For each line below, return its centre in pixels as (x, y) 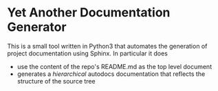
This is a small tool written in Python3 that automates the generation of (107, 46)
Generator (37, 27)
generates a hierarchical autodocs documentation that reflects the (111, 74)
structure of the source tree (56, 81)
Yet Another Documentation (89, 13)
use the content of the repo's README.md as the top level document (114, 66)
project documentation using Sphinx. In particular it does (88, 53)
